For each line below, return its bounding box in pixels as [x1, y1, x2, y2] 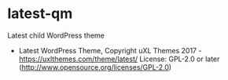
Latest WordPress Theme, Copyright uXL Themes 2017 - [18, 45, 202, 55]
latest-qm [7, 5, 73, 23]
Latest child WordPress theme [7, 31, 105, 40]
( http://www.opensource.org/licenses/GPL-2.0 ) [18, 62, 172, 71]
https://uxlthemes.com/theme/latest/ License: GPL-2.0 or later [18, 54, 220, 64]
